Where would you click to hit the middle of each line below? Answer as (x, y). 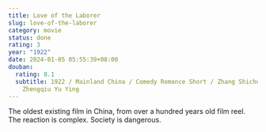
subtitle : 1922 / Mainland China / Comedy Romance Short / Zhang (125, 81)
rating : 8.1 (35, 74)
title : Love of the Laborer (55, 15)
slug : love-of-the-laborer (53, 23)
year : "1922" (30, 52)
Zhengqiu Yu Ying (51, 89)
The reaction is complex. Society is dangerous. (85, 120)
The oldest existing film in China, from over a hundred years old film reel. (127, 111)
